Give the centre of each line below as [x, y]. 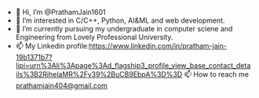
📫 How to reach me [217, 74]
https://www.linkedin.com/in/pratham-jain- [158, 46]
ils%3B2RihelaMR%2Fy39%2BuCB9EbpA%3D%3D [99, 74]
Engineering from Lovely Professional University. [94, 37]
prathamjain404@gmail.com [62, 85]
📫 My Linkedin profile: [52, 46]
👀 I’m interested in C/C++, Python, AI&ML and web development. [120, 20]
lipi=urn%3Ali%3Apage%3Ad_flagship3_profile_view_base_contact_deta [133, 65]
